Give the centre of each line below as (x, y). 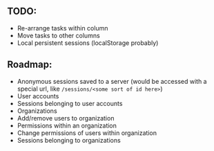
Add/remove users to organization (66, 118)
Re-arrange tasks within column (62, 28)
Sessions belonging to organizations (69, 140)
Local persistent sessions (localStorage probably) (88, 43)
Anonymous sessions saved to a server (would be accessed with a (112, 81)
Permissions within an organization (67, 125)
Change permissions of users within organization (87, 133)
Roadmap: (30, 65)
